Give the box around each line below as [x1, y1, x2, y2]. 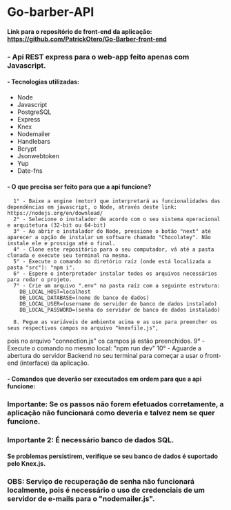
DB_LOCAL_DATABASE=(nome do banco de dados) [19, 294, 150, 301]
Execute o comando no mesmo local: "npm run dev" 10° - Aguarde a [7, 344, 202, 352]
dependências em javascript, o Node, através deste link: [7, 204, 177, 211]
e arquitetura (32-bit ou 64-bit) [7, 222, 107, 229]
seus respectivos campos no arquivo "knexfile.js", [7, 325, 159, 332]
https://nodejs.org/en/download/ [7, 210, 103, 217]
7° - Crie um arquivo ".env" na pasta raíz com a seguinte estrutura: [13, 283, 221, 290]
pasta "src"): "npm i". [7, 264, 76, 272]
